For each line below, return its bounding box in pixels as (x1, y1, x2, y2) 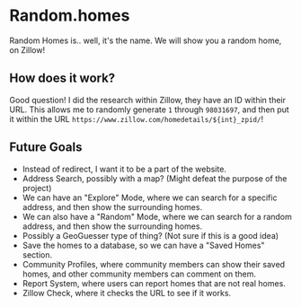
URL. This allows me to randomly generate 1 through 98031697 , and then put (9, 104, 289, 115)
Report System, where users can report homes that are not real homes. (22, 277, 286, 288)
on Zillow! (9, 44, 46, 55)
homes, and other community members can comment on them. (22, 268, 257, 279)
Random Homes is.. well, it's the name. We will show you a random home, (9, 35, 282, 46)
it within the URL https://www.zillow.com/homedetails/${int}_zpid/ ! (9, 113, 263, 124)
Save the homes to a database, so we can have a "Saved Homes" (22, 240, 265, 250)
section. (22, 249, 53, 260)
